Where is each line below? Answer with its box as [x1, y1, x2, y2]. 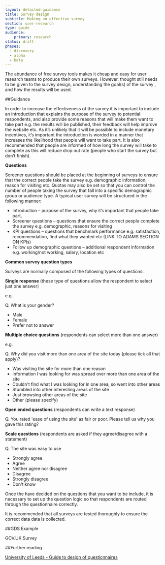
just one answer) [5, 283, 39, 289]
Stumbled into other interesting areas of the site [12, 387, 109, 393]
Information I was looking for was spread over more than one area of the [12, 371, 160, 377]
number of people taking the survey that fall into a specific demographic [5, 188, 152, 193]
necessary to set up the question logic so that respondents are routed [5, 496, 147, 502]
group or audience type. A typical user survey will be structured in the [5, 193, 147, 199]
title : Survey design [5, 12, 50, 17]
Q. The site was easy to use [5, 446, 62, 452]
